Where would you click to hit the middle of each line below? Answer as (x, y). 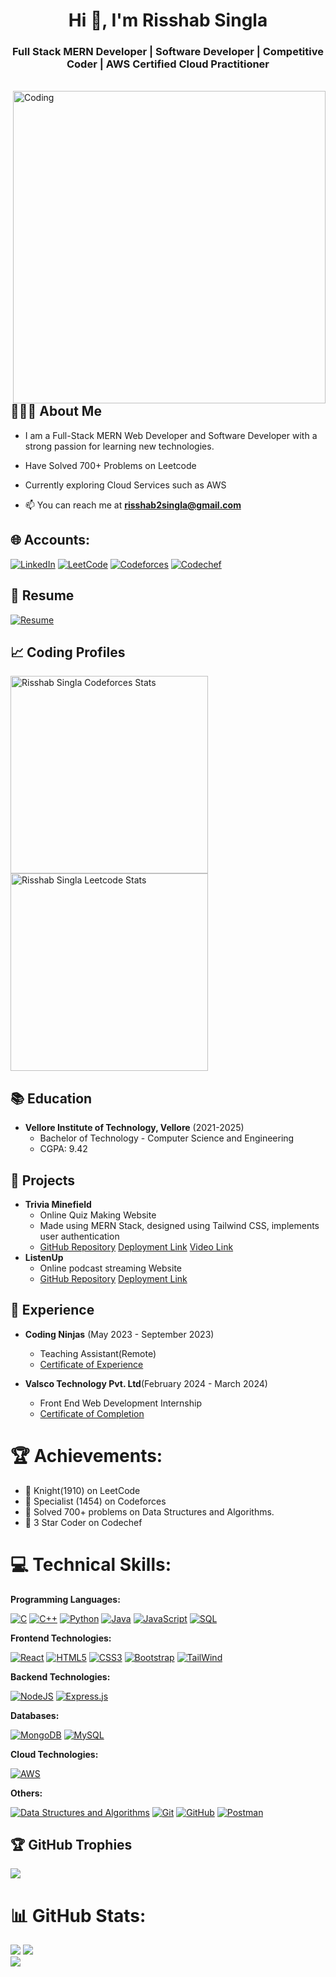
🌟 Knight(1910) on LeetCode (82, 1490)
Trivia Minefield (58, 1204)
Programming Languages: (65, 1599)
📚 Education (51, 1098)
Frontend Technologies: (61, 1638)
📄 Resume (42, 595)
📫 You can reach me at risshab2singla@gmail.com (133, 505)
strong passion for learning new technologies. (119, 446)
